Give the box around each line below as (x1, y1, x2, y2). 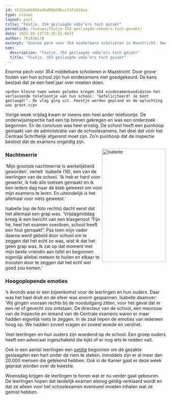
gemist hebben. (5, 389, 38, 395)
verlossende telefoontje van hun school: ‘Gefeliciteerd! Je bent (5, 94, 149, 99)
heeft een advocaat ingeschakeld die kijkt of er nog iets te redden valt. (5, 336, 153, 342)
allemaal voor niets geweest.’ (5, 195, 66, 202)
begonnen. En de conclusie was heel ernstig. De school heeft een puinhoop (5, 123, 164, 129)
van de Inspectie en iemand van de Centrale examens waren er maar (5, 310, 150, 317)
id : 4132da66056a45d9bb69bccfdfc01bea (5, 7, 88, 13)
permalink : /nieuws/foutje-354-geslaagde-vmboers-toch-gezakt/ (5, 26, 142, 32)
